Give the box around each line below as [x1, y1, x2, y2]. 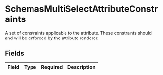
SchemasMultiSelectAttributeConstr [5, 3, 158, 15]
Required [41, 63, 63, 70]
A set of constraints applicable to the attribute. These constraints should [5, 30, 152, 36]
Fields [5, 49, 25, 57]
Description [67, 63, 96, 70]
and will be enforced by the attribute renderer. [5, 35, 98, 41]
